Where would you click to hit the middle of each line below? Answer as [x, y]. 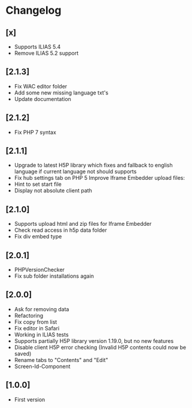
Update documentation [42, 99]
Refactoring [29, 315]
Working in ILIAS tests [42, 335]
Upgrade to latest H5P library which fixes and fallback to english [93, 165]
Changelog [33, 10]
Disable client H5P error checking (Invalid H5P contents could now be [100, 347]
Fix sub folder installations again [54, 276]
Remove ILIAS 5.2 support [46, 53]
